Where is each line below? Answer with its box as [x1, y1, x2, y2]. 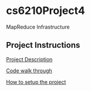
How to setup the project [6, 78, 66, 85]
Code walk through [6, 67, 53, 74]
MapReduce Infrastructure [6, 23, 70, 30]
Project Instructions [6, 40, 80, 50]
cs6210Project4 [6, 4, 85, 17]
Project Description [6, 55, 53, 62]
